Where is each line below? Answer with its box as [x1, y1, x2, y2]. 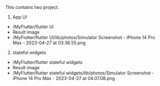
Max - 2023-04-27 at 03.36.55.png [12, 40, 86, 46]
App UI [12, 14, 27, 20]
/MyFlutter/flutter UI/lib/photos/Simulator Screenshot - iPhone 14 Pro [12, 35, 155, 40]
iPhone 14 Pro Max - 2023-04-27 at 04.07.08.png [12, 75, 115, 81]
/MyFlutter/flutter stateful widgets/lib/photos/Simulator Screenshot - [12, 70, 154, 76]
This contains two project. [5, 5, 59, 10]
